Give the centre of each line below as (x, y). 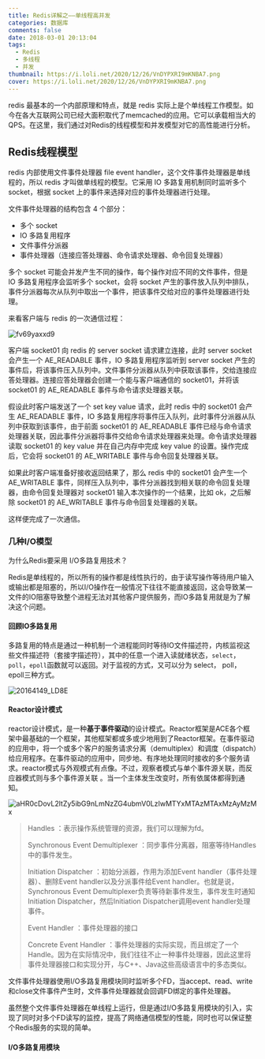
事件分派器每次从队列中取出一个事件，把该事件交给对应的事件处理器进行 (125, 292)
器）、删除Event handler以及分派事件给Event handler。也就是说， (133, 881)
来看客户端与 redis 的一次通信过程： (67, 318)
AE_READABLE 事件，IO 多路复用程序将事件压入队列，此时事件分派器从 (133, 417)
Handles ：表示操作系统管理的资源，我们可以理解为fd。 (118, 829)
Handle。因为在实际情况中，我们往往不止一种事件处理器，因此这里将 (139, 955)
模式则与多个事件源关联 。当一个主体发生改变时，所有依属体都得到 (130, 778)
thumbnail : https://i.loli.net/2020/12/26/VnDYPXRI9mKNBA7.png (114, 74)
